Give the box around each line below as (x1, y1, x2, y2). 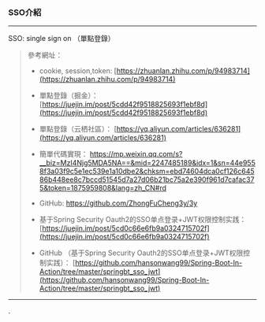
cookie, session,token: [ (39, 66, 117, 76)
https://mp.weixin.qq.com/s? (89, 150, 183, 159)
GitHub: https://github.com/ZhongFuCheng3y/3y (39, 198, 198, 208)
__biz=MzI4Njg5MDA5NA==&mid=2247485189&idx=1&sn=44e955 (39, 158, 256, 168)
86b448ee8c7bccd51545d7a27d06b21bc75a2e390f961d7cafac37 (39, 175, 255, 184)
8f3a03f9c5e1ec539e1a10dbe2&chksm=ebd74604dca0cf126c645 (39, 167, 255, 176)
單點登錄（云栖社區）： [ (39, 124, 117, 134)
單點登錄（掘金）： (39, 91, 99, 100)
